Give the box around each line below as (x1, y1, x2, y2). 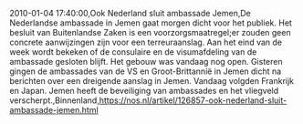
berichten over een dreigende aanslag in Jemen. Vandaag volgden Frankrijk (9, 76, 295, 86)
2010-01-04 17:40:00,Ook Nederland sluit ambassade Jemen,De (9, 8, 251, 18)
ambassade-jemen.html (9, 105, 99, 115)
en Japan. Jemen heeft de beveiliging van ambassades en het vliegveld (9, 86, 279, 96)
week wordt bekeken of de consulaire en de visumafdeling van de (9, 46, 257, 57)
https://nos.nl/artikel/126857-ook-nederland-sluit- (99, 95, 287, 106)
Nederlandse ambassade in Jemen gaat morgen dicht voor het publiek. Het (9, 17, 292, 28)
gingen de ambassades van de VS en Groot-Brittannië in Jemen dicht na (9, 66, 282, 77)
